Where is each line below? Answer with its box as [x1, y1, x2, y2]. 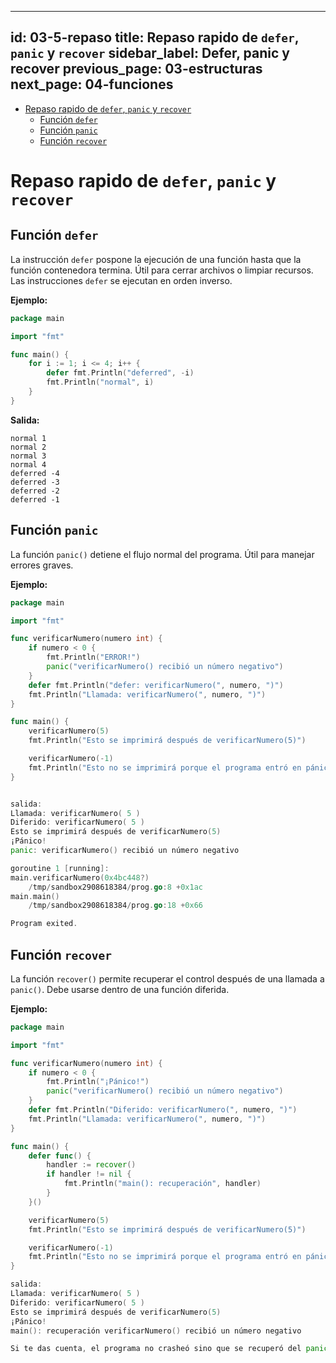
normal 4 [10, 459, 47, 470]
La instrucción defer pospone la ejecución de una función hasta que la [10, 253, 302, 265]
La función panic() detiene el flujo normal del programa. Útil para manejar [10, 548, 315, 560]
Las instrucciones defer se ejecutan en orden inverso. [10, 274, 233, 286]
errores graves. [10, 559, 74, 571]
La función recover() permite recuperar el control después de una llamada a [10, 972, 325, 985]
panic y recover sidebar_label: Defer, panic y [10, 45, 290, 62]
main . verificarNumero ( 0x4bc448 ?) [10, 872, 150, 883]
